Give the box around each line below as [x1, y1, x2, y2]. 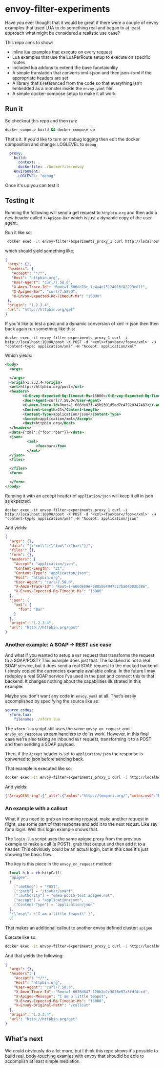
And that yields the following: [5, 953, 64, 958]
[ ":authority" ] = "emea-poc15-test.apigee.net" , [14, 893, 115, 898]
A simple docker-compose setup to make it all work [12, 91, 116, 96]
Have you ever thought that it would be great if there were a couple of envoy [5, 20, 159, 25]
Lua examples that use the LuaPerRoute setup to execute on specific [12, 54, 150, 60]
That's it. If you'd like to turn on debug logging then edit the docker [5, 136, 140, 142]
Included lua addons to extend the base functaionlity [12, 65, 118, 70]
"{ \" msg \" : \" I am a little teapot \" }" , [9, 911, 95, 916]
